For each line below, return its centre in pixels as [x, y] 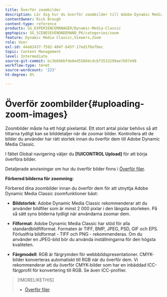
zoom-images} [37, 115]
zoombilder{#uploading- [92, 104]
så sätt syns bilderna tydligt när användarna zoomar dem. [71, 214]
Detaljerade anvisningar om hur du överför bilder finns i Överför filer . [75, 169]
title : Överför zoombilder [33, 10]
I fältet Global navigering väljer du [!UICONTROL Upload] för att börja [76, 154]
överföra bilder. [21, 159]
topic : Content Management [33, 51]
